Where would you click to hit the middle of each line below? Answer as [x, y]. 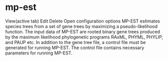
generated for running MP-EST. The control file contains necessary [75, 47]
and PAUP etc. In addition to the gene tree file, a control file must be [75, 42]
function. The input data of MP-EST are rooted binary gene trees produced [83, 31]
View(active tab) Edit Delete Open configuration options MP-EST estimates [82, 21]
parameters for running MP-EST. [39, 53]
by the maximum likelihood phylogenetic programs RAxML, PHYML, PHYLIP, [84, 37]
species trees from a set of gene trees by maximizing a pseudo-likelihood [81, 26]
